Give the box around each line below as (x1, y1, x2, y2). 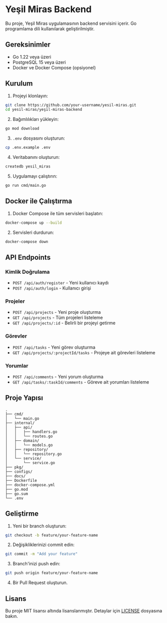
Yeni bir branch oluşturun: (12, 523, 67, 529)
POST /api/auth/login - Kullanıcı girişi (12, 285, 91, 292)
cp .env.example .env (5, 145, 51, 150)
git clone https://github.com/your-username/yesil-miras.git (5, 102, 137, 107)
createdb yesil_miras (5, 164, 51, 169)
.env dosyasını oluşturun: (12, 135, 65, 141)
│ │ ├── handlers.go (5, 429, 58, 434)
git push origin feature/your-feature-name (5, 570, 98, 575)
